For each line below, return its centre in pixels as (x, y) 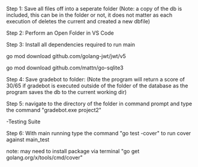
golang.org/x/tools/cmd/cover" (44, 157)
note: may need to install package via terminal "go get (73, 151)
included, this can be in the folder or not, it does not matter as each (89, 15)
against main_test (28, 139)
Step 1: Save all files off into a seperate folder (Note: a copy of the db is (94, 9)
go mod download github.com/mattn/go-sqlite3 (65, 68)
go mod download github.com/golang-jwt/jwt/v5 (66, 56)
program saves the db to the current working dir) (67, 92)
